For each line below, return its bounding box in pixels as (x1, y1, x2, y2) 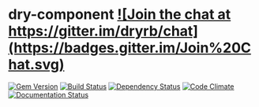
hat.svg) (8, 56, 65, 74)
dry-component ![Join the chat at (8, 6, 231, 24)
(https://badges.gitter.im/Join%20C (8, 39, 251, 57)
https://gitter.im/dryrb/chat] (8, 22, 199, 40)
